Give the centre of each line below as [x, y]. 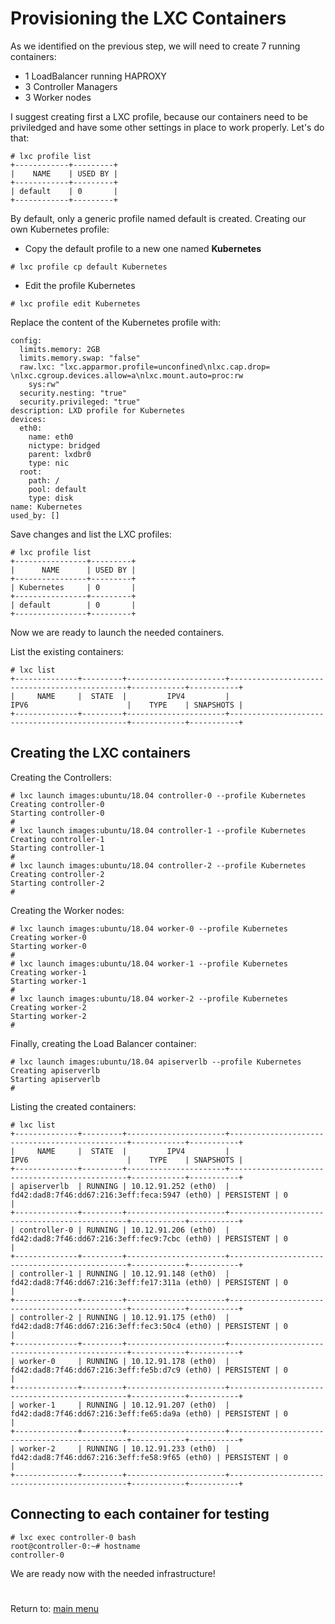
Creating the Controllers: [61, 777]
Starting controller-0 [57, 813]
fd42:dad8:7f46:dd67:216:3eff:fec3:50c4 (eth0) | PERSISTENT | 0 [149, 1326]
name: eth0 [51, 437]
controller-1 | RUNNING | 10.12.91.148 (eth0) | [124, 1273]
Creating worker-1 [48, 972]
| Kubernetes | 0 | [73, 587]
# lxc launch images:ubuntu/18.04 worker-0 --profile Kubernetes [149, 928]
